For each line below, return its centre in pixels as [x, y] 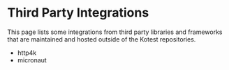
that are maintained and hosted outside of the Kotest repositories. [102, 39]
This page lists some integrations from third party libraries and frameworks [115, 32]
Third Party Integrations [78, 13]
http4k [27, 53]
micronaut [32, 60]
